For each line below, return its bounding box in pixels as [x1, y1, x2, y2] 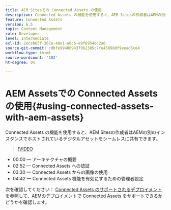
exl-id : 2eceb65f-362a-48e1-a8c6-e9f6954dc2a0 [5, 41, 106, 46]
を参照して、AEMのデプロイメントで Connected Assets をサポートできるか [5, 193, 163, 199]
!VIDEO [17, 146, 33, 152]
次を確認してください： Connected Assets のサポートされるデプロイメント [5, 186, 162, 193]
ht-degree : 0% [5, 60, 36, 65]
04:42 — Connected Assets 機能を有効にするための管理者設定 [12, 176, 144, 182]
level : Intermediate [5, 36, 49, 41]
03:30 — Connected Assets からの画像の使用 [12, 169, 108, 175]
